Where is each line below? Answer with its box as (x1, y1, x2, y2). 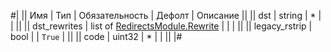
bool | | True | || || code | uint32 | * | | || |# (10, 31, 183, 42)
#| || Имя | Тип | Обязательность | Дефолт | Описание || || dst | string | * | (10, 10, 322, 21)
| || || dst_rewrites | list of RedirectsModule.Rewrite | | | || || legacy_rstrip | (10, 20, 313, 32)
